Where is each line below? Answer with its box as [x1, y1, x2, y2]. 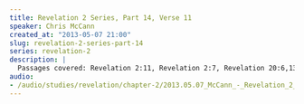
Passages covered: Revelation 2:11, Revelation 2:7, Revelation [17, 64, 265, 73]
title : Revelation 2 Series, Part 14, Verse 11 [9, 13, 193, 23]
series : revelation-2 [9, 47, 91, 56]
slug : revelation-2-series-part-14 [9, 38, 144, 48]
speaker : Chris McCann [9, 22, 95, 31]
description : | [9, 55, 67, 64]
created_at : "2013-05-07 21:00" [9, 30, 131, 39]
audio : [9, 72, 34, 81]
